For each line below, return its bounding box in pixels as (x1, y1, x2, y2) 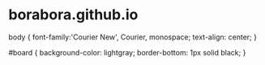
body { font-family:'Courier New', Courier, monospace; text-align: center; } (8, 32, 258, 42)
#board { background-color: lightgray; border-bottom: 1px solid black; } (8, 47, 246, 57)
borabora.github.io (8, 6, 139, 24)
